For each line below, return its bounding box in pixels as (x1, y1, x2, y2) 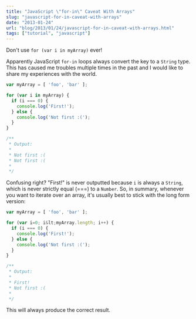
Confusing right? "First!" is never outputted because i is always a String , (6, 179, 183, 186)
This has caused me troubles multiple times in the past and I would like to (6, 64, 184, 71)
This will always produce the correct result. (6, 307, 110, 314)
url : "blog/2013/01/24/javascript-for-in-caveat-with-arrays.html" (6, 25, 175, 31)
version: (6, 198, 26, 205)
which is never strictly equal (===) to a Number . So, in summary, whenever (6, 186, 184, 193)
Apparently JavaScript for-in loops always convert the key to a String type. (6, 58, 191, 65)
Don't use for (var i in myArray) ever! (6, 46, 103, 53)
